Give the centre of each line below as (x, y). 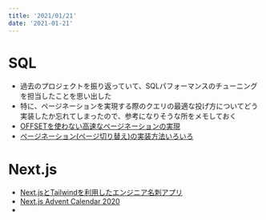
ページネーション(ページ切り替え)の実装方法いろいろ (107, 136)
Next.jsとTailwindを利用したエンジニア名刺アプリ (101, 193)
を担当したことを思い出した (66, 96)
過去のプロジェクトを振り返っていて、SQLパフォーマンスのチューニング (139, 86)
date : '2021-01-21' (41, 23)
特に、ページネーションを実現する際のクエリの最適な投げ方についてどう (139, 106)
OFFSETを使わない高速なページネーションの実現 (100, 126)
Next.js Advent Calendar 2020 (70, 202)
